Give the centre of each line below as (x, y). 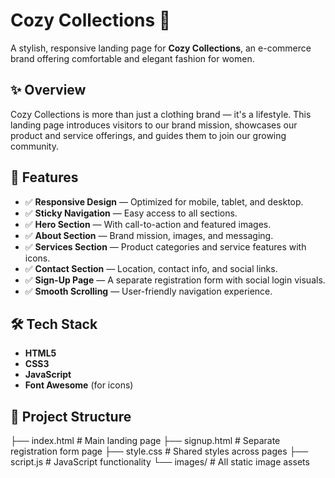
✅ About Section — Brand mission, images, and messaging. (149, 235)
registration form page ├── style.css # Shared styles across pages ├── (159, 451)
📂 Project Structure (71, 416)
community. (34, 146)
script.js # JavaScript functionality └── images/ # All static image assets (160, 462)
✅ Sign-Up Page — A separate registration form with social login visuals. (175, 280)
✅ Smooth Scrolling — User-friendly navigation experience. (148, 291)
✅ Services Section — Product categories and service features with (165, 246)
